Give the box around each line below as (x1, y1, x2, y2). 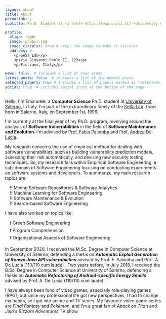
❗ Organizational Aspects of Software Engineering (9, 235, 111, 240)
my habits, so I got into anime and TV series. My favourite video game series (5, 297, 161, 304)
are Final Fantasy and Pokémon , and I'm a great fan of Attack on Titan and (5, 303, 157, 309)
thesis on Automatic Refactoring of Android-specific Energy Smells (5, 272, 147, 278)
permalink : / (5, 16, 32, 21)
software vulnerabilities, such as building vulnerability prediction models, (5, 149, 154, 155)
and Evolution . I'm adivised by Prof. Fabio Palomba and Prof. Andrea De (5, 129, 152, 135)
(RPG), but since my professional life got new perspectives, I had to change (5, 292, 159, 298)
